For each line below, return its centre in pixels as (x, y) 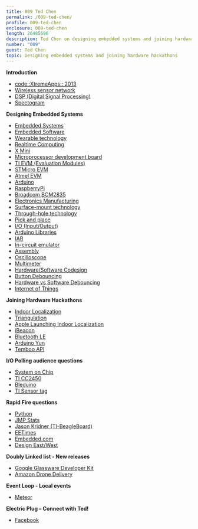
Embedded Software (39, 132)
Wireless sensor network (45, 90)
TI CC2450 (28, 378)
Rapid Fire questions (32, 402)
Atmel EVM (28, 175)
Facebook (27, 520)
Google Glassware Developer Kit (54, 468)
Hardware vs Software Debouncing (57, 282)
